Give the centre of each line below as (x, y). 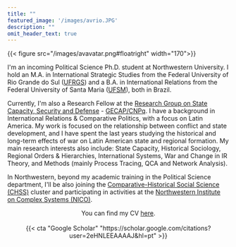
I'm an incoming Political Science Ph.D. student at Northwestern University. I (118, 67)
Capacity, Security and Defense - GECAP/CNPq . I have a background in (111, 111)
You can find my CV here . (118, 213)
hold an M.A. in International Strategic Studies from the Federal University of (118, 75)
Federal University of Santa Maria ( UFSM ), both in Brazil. (89, 90)
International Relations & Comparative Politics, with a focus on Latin (105, 119)
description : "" (31, 27)
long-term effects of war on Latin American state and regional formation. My (118, 141)
